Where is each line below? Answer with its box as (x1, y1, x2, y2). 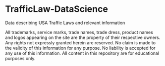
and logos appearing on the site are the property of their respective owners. (5, 34, 161, 40)
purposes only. (5, 55, 36, 61)
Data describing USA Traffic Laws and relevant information (5, 20, 125, 26)
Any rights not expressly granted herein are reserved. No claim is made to (5, 39, 156, 45)
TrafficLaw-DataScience (5, 3, 108, 15)
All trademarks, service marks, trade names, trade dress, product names (5, 29, 154, 35)
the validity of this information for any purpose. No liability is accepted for (5, 45, 156, 51)
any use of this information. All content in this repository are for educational (5, 50, 160, 56)
